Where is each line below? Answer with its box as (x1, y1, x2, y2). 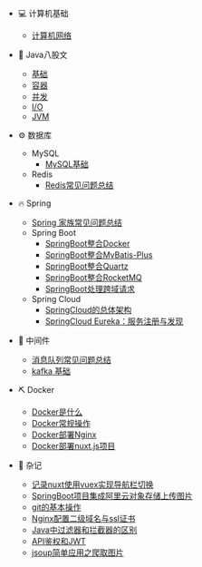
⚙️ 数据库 (17, 130, 53, 141)
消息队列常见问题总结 (31, 355, 111, 365)
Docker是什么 (31, 406, 83, 417)
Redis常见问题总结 (44, 180, 114, 191)
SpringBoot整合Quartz (44, 261, 129, 271)
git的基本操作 (31, 502, 82, 513)
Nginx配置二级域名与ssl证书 (31, 513, 136, 523)
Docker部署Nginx (31, 429, 97, 440)
